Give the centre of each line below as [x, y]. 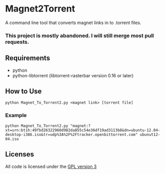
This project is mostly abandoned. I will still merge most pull [79, 36]
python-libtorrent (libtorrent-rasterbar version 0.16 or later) [73, 75]
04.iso [12, 139]
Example [16, 115]
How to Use [24, 92]
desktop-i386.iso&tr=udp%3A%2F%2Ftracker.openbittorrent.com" [71, 134]
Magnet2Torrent [40, 9]
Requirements [28, 58]
